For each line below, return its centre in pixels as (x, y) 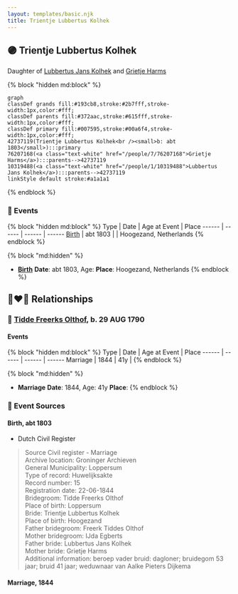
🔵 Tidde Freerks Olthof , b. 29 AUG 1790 (76, 319)
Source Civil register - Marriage (71, 453)
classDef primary (33, 129)
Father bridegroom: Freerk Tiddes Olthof (84, 528)
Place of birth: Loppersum (63, 506)
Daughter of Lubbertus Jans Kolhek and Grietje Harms (87, 71)
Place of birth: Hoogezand (63, 521)
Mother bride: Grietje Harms (66, 551)
